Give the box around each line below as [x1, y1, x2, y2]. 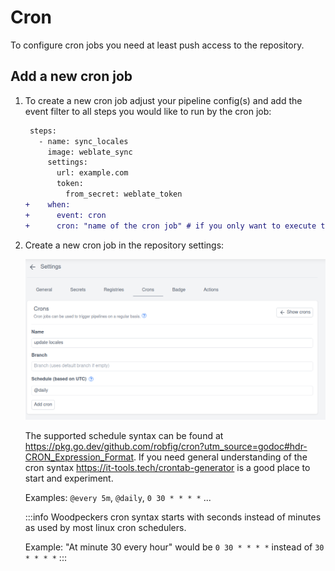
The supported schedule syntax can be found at [24, 429, 224, 441]
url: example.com [56, 168, 129, 178]
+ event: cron [24, 210, 107, 220]
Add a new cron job [10, 68, 133, 85]
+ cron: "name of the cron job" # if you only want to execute [24, 221, 317, 231]
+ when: [24, 199, 71, 210]
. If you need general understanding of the [133, 451, 308, 463]
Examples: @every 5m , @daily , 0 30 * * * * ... [24, 491, 212, 503]
